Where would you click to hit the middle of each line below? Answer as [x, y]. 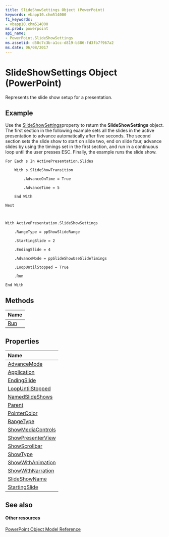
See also [19, 505]
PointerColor [23, 413]
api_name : [16, 33]
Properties [22, 341]
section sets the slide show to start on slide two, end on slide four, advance [83, 141]
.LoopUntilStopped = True [42, 267]
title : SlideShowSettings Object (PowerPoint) [55, 10]
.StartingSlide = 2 [35, 241]
